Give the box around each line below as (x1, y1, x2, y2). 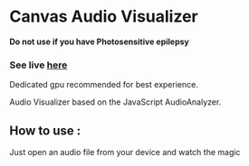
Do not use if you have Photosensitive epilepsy (9, 36, 190, 47)
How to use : (9, 123, 81, 138)
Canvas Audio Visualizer (9, 6, 198, 27)
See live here (9, 59, 68, 71)
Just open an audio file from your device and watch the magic (9, 147, 241, 158)
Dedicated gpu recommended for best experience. (9, 79, 199, 90)
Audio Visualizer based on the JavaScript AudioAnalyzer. (9, 97, 222, 107)
